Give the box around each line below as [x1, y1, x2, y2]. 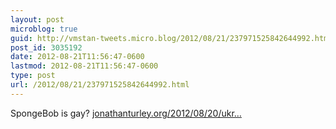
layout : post [10, 14, 65, 25]
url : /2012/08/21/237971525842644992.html [10, 80, 190, 90]
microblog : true [10, 24, 78, 34]
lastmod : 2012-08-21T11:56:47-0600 [10, 61, 159, 71]
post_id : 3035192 [10, 42, 83, 53]
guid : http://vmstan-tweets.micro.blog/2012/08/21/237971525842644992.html [10, 33, 333, 43]
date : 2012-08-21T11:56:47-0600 [10, 52, 145, 62]
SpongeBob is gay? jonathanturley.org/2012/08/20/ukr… [10, 107, 242, 119]
